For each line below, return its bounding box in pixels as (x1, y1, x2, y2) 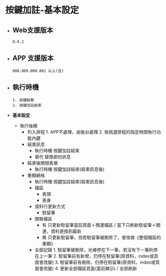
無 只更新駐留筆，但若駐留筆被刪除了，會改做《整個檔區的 (42, 234, 161, 240)
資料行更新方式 (34, 203, 66, 209)
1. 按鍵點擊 (12, 97, 34, 102)
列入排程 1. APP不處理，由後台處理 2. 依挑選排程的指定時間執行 (27, 129, 157, 135)
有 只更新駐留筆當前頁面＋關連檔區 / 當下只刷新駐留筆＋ (42, 222, 157, 228)
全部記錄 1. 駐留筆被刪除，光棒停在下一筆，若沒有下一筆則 (34, 247, 154, 253)
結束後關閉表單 (27, 160, 58, 166)
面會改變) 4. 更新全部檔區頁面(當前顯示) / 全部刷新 (34, 265, 137, 271)
